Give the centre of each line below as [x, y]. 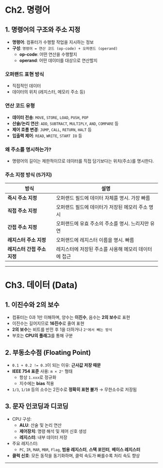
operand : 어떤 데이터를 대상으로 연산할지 [58, 60]
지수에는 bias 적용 [37, 383]
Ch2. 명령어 [28, 10]
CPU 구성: [22, 419]
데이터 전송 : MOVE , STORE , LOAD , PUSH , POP [50, 117]
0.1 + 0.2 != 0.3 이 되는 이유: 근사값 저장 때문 [56, 365]
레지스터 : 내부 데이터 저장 [43, 437]
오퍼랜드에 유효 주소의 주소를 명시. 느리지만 [103, 224]
